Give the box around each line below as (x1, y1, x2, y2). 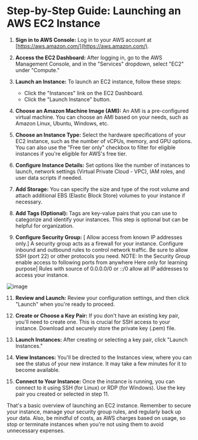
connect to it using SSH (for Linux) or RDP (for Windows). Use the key (15, 384, 186, 391)
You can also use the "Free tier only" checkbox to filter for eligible (15, 144, 176, 151)
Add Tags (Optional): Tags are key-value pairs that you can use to (15, 209, 177, 216)
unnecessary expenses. (7, 427, 65, 434)
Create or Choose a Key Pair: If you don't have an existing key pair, (15, 312, 180, 319)
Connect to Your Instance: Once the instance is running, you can (15, 377, 175, 385)
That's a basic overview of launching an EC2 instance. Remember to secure (7, 402, 191, 409)
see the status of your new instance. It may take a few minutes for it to (15, 360, 187, 367)
